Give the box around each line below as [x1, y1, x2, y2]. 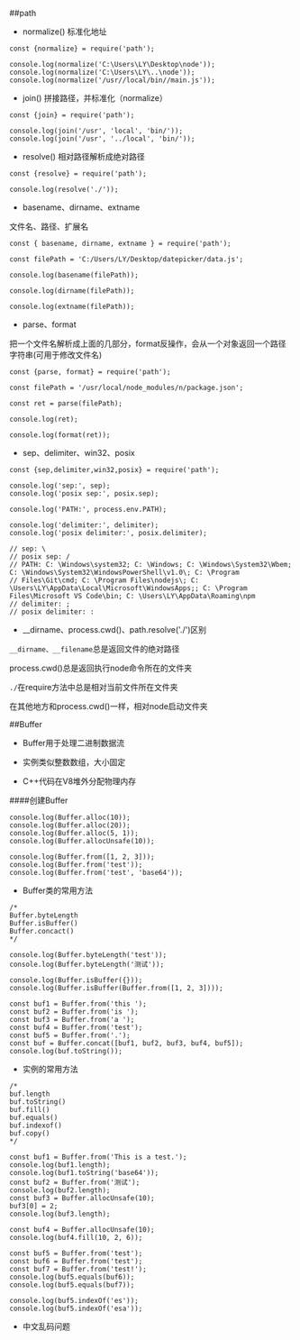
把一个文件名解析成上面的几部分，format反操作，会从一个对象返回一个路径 [9, 338, 286, 349]
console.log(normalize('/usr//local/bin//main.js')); [9, 76, 216, 85]
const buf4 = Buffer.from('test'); [9, 1023, 143, 1032]
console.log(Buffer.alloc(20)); [9, 821, 131, 830]
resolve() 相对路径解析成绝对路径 [22, 151, 146, 161]
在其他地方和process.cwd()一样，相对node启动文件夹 [9, 701, 209, 711]
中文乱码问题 [22, 1321, 70, 1332]
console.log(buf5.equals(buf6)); [9, 1272, 135, 1281]
